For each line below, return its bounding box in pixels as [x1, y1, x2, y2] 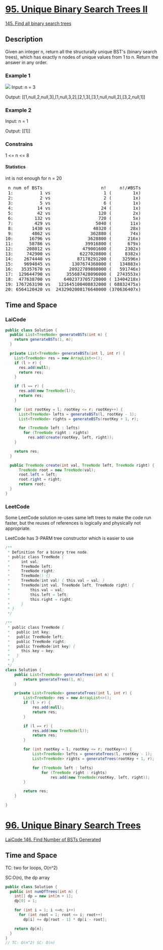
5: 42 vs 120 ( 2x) [8, 210, 141, 216]
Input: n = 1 [5, 118, 29, 124]
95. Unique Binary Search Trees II [5, 4, 148, 15]
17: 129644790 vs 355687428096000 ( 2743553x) [5, 271, 141, 277]
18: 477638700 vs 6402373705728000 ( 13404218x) [5, 276, 141, 282]
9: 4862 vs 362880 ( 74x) [8, 230, 141, 236]
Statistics [5, 164, 26, 170]
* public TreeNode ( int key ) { [7, 643, 76, 649]
